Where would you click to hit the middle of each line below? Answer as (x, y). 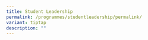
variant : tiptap (26, 22)
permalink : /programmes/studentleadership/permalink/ (74, 17)
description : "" (26, 28)
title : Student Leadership (40, 11)
